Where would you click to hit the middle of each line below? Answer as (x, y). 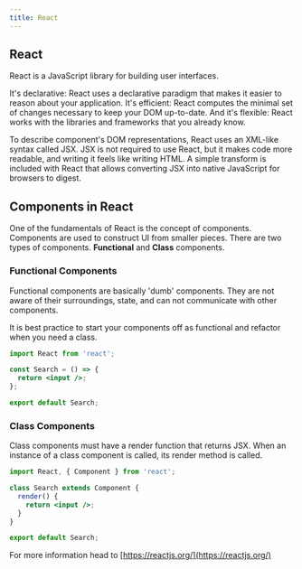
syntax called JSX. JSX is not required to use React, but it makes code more (151, 149)
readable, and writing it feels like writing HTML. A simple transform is (138, 159)
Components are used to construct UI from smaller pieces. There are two (146, 238)
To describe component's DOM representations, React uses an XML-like (144, 140)
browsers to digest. (45, 178)
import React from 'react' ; (62, 353)
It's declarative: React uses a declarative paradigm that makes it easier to (146, 93)
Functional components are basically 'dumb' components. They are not (142, 291)
